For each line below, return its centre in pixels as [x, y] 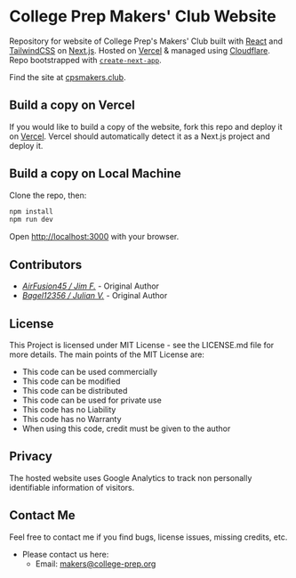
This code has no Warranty [72, 419]
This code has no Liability [69, 409]
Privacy [31, 456]
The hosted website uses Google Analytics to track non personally [131, 477]
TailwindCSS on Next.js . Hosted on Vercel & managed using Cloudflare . [140, 50]
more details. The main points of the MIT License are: [107, 354]
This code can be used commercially [90, 371]
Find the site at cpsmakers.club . [68, 77]
